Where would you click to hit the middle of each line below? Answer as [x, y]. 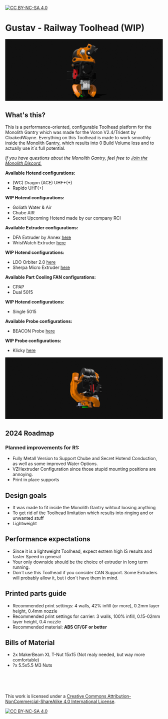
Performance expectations [48, 539]
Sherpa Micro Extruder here [41, 267]
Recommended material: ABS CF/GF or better [60, 627]
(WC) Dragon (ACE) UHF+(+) [42, 183]
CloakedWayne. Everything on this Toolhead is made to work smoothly [78, 138]
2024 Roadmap [30, 433]
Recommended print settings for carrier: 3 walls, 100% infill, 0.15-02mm [86, 616]
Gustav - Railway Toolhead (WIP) [75, 28]
